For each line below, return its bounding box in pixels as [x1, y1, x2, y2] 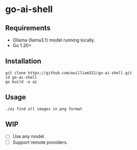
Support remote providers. [12, 139, 68, 145]
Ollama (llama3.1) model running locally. [12, 37, 95, 43]
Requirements [5, 24, 51, 32]
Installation [5, 57, 41, 66]
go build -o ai [5, 79, 37, 84]
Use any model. [12, 133, 45, 139]
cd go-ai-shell [5, 75, 37, 80]
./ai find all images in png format [5, 106, 82, 112]
